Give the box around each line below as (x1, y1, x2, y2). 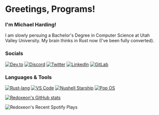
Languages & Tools (5, 73, 52, 80)
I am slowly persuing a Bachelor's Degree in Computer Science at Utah (5, 32, 150, 38)
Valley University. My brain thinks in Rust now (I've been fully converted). (5, 38, 155, 44)
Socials (5, 50, 23, 57)
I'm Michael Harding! (5, 21, 56, 28)
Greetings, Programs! (5, 3, 96, 15)
